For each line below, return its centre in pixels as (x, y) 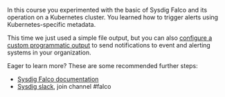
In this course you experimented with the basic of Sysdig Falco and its (107, 10)
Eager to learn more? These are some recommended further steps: (103, 66)
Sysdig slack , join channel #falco (64, 86)
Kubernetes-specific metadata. (52, 24)
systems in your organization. (49, 52)
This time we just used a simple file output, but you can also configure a (110, 38)
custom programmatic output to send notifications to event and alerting (109, 45)
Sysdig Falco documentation (58, 79)
